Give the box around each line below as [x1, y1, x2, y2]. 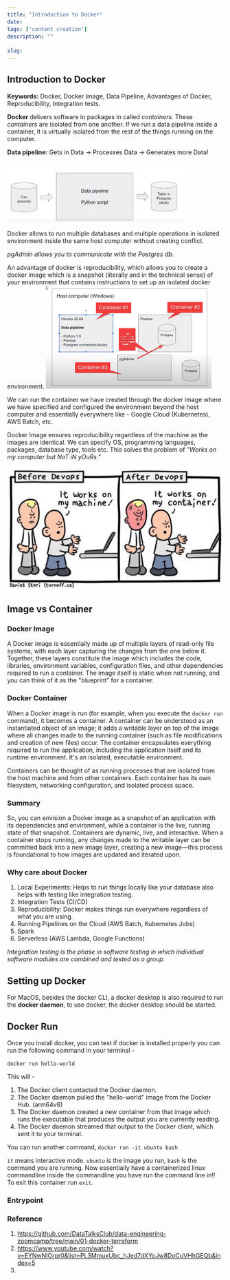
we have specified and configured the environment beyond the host [7, 403, 199, 411]
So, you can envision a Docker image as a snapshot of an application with [7, 814, 216, 822]
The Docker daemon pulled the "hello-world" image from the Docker [16, 1093, 211, 1101]
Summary [7, 798, 41, 808]
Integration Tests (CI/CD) [16, 898, 88, 906]
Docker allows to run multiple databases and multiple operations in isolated [7, 229, 220, 238]
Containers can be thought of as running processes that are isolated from [7, 766, 215, 775]
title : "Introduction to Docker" [7, 11, 103, 18]
